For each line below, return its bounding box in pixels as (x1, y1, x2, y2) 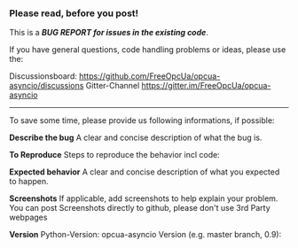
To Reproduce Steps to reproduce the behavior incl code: (9, 150, 220, 160)
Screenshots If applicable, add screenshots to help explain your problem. (9, 193, 278, 204)
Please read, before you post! (9, 7, 139, 19)
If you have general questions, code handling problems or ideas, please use (9, 44, 286, 55)
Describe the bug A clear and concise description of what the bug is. (9, 132, 263, 143)
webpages (9, 212, 48, 223)
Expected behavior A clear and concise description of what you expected (9, 167, 280, 177)
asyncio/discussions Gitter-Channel (9, 81, 140, 91)
